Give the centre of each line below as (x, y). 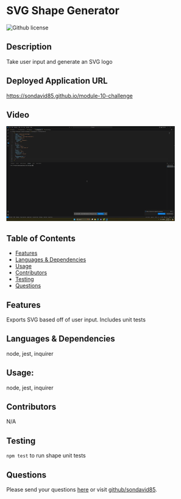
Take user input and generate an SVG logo (59, 61)
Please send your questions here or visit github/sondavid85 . (82, 490)
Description (29, 47)
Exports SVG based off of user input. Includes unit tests (76, 320)
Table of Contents (41, 238)
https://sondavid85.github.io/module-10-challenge (69, 96)
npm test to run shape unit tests (46, 456)
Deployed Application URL (57, 81)
